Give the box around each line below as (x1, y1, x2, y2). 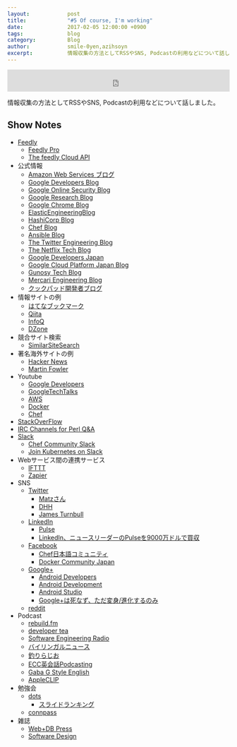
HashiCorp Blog (28, 215, 75, 224)
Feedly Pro (28, 145, 60, 154)
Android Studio (38, 587, 83, 596)
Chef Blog (28, 223, 58, 232)
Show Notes (7, 119, 62, 131)
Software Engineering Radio (28, 633, 109, 643)
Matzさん (38, 494, 66, 503)
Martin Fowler (28, 364, 68, 373)
